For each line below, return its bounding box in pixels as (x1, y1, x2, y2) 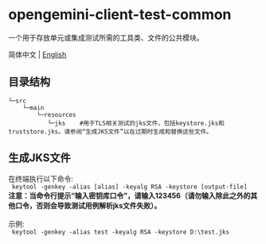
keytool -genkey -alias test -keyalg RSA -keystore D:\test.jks (11, 228, 229, 236)
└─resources (37, 110, 77, 118)
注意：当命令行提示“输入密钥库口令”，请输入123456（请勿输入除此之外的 (8, 191, 251, 200)
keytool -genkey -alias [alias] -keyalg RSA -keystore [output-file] (11, 183, 248, 191)
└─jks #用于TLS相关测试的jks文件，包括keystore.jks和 (47, 119, 225, 127)
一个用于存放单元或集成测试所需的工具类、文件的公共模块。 (8, 33, 204, 42)
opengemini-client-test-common (8, 6, 232, 24)
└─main (22, 103, 45, 112)
